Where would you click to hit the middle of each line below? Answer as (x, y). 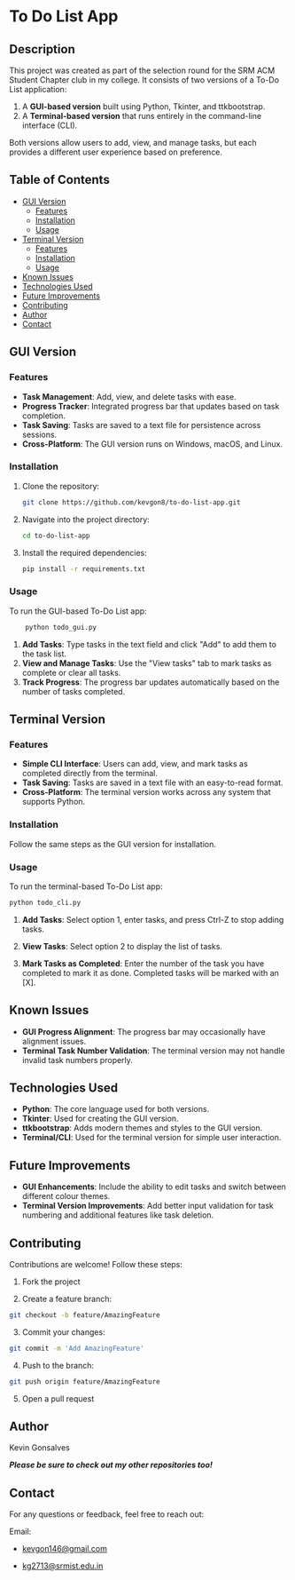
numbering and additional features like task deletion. (118, 1215)
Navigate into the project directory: (86, 519)
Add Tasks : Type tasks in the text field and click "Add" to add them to (149, 644)
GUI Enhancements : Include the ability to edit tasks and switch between (154, 1187)
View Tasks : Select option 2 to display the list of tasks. (122, 946)
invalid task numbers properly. (77, 1060)
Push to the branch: (58, 1365)
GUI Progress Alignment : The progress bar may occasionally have (144, 1031)
